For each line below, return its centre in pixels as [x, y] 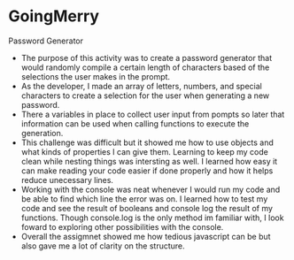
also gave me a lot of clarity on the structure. [103, 246]
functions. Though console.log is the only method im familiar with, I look [152, 218]
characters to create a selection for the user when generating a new [145, 96]
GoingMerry [54, 16]
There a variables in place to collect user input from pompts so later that [153, 114]
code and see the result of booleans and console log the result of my [147, 208]
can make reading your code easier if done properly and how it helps [147, 171]
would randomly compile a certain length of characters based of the [145, 67]
